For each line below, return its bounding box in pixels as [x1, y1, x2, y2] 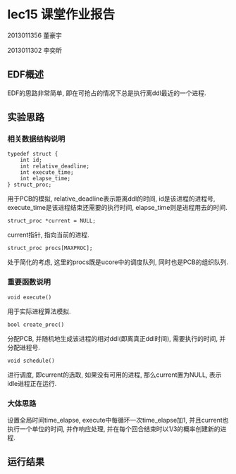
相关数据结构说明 [7, 135, 66, 144]
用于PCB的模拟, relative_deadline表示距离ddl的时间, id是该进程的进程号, [7, 194, 216, 203]
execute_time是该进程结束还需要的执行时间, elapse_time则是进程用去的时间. [7, 204, 228, 212]
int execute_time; [20, 169, 74, 176]
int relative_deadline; [20, 163, 90, 170]
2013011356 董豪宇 [7, 31, 62, 39]
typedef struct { [7, 151, 58, 158]
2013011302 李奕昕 [7, 46, 62, 54]
